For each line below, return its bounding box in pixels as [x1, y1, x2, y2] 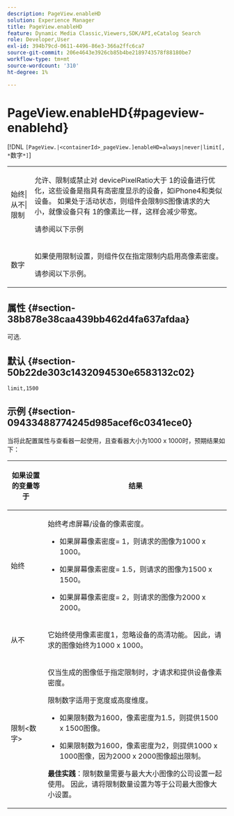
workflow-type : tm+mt [7, 56, 70, 63]
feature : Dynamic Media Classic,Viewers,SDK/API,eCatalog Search [7, 29, 201, 37]
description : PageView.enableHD [7, 10, 101, 17]
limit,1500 [7, 385, 39, 392]
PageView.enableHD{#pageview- [7, 105, 205, 121]
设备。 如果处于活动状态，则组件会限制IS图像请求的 [34, 196, 203, 206]
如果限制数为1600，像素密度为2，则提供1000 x [59, 741, 218, 750]
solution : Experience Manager [7, 17, 95, 24]
